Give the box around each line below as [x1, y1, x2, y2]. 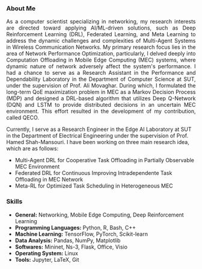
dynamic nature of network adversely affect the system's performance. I [6, 63, 196, 70]
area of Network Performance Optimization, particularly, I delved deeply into [6, 50, 196, 57]
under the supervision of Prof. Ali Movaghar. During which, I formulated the [6, 82, 196, 89]
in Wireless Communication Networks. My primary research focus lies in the [6, 43, 196, 51]
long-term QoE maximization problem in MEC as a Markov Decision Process [6, 89, 196, 96]
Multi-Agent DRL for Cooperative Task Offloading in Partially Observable [14, 157, 194, 164]
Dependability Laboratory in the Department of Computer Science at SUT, [6, 75, 196, 83]
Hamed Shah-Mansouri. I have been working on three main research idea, [6, 139, 189, 146]
